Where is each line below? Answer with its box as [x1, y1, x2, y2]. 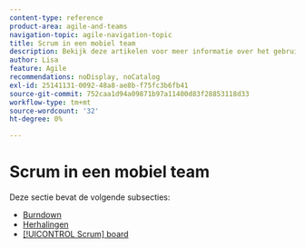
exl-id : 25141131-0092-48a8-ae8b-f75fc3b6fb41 [9, 81, 189, 90]
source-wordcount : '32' [9, 106, 100, 115]
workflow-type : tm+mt [9, 97, 92, 107]
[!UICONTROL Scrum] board [22, 229, 129, 240]
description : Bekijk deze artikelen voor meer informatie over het [9, 47, 271, 56]
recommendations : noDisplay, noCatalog [9, 73, 161, 82]
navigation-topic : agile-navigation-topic [9, 30, 172, 39]
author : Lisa [9, 55, 59, 64]
